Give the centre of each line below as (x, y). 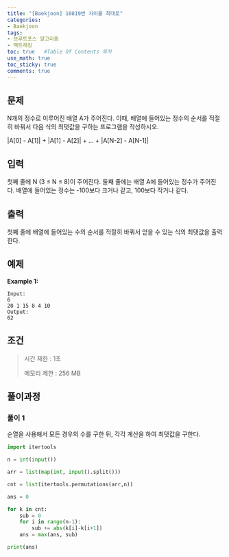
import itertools (32, 447)
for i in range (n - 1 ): (50, 522)
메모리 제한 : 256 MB (52, 373)
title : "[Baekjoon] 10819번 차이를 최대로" (65, 13)
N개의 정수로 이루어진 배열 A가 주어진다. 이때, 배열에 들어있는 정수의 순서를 (107, 118)
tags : (15, 33)
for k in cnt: (27, 509)
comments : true (29, 71)
